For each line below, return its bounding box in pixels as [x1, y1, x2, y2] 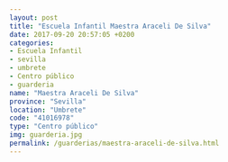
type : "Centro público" [9, 122, 99, 131]
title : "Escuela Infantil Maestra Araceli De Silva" [9, 22, 212, 31]
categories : [9, 38, 54, 48]
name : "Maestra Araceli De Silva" [9, 88, 140, 97]
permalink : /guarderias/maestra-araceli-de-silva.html [9, 139, 220, 148]
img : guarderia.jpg [9, 130, 83, 139]
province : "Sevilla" [9, 96, 87, 106]
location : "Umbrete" [9, 105, 87, 114]
